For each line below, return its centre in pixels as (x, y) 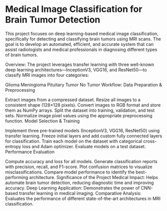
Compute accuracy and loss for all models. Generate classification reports (82, 161)
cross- (150, 141)
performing (17, 177)
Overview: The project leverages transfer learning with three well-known (80, 64)
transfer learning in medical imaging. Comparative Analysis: (80, 193)
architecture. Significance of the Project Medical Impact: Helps (94, 177)
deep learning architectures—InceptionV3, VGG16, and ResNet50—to (76, 70)
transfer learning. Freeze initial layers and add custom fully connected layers (84, 136)
